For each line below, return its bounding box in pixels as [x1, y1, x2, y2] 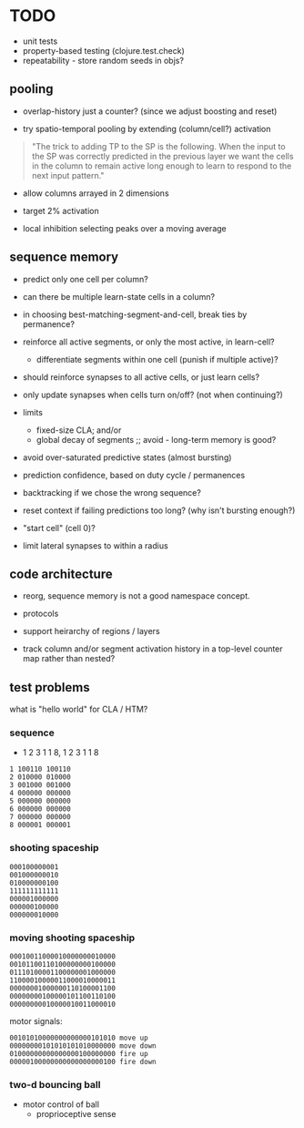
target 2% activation [22, 205, 99, 216]
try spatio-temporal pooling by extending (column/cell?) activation [22, 123, 271, 134]
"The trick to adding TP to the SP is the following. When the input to [31, 140, 286, 151]
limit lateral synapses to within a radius [22, 539, 168, 551]
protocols [22, 608, 59, 620]
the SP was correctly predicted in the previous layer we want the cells [31, 150, 294, 161]
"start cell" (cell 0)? [22, 522, 96, 533]
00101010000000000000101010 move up [9, 1033, 148, 1043]
